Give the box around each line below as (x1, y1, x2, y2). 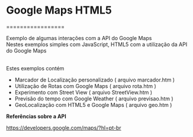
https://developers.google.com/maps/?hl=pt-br (6, 124, 121, 131)
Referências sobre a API (6, 113, 66, 120)
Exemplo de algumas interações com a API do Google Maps (6, 34, 152, 41)
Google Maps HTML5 (6, 4, 112, 17)
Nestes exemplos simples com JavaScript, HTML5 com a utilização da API (6, 41, 188, 48)
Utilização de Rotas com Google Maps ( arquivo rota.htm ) (14, 82, 157, 89)
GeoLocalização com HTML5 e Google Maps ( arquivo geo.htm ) (14, 101, 172, 108)
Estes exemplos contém (6, 64, 65, 71)
